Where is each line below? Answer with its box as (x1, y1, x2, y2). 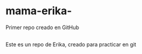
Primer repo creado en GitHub (5, 24, 80, 31)
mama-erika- (5, 4, 72, 18)
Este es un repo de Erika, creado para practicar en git (5, 41, 137, 48)
